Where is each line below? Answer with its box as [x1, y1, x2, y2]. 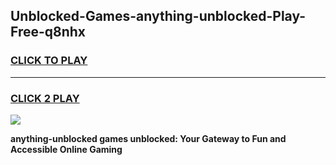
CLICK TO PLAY [10, 54, 88, 68]
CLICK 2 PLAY [10, 91, 80, 105]
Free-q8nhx [10, 24, 87, 41]
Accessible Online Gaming [10, 143, 123, 155]
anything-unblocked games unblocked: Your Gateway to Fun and [10, 132, 287, 144]
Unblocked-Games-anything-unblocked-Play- [10, 8, 307, 25]
